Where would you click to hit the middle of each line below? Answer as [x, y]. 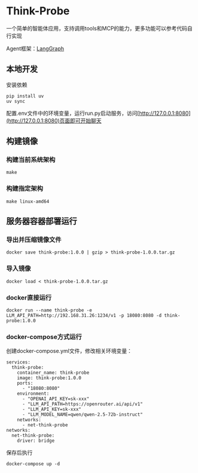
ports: [25, 383]
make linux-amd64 [28, 202]
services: [19, 362]
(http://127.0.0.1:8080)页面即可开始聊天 [54, 120]
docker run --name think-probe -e [49, 310]
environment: [33, 394]
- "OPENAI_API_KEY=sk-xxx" [56, 399]
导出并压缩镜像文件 [34, 240]
